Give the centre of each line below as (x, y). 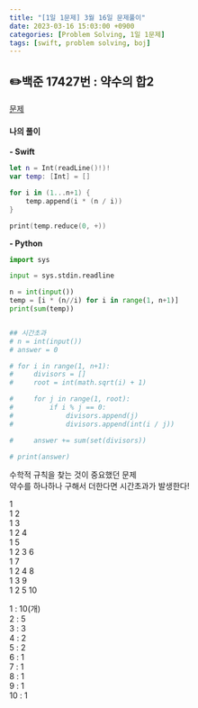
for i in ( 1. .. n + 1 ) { (50, 193)
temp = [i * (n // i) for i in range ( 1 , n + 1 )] (94, 301)
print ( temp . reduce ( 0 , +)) (58, 226)
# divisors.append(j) (74, 415)
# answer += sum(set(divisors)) (78, 440)
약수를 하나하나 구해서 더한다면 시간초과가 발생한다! (99, 486)
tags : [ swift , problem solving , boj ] (80, 43)
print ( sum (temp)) (42, 309)
